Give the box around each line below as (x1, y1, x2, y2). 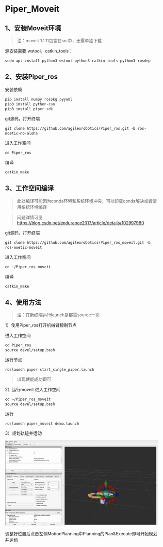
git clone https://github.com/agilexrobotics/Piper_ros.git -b (5, 126, 136, 131)
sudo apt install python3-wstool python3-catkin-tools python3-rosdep (5, 58, 151, 63)
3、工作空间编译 (5, 184, 54, 192)
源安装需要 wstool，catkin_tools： (5, 48, 73, 54)
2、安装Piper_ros (5, 73, 58, 81)
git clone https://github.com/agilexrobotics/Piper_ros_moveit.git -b (5, 240, 151, 245)
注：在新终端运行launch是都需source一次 (16, 312, 100, 318)
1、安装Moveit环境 (5, 24, 62, 32)
